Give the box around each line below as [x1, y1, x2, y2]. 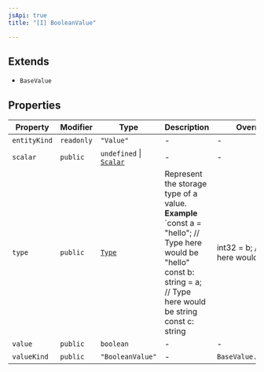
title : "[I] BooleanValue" [8, 19, 97, 27]
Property [15, 122, 49, 133]
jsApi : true [8, 11, 47, 20]
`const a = [164, 218, 202, 229]
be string [164, 306, 198, 317]
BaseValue [19, 77, 53, 85]
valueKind [12, 352, 49, 362]
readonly [60, 136, 93, 145]
